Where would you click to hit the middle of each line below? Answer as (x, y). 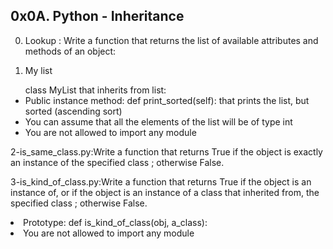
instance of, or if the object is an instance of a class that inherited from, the (165, 192)
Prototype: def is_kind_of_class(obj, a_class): (115, 222)
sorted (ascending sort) (73, 111)
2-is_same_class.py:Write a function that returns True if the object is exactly (166, 151)
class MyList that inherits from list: (95, 90)
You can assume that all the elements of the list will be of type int (158, 121)
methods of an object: (70, 51)
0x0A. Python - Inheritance (97, 16)
